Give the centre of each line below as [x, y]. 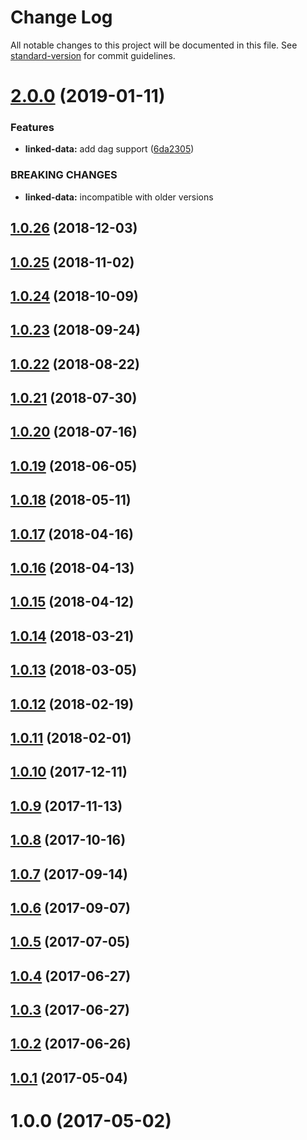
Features [32, 128]
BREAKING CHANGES [64, 175]
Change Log [61, 17]
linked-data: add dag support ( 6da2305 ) [109, 149]
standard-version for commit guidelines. [93, 55]
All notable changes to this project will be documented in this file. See [154, 45]
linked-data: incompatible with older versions [119, 197]
